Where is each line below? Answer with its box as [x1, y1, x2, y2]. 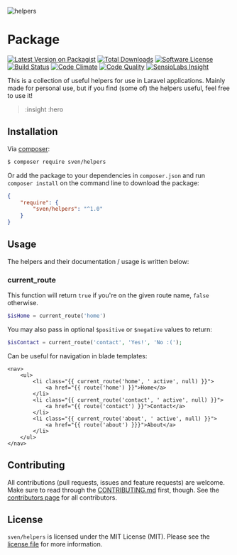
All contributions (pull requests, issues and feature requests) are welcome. [7, 478, 225, 486]
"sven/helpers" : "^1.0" [33, 206, 103, 213]
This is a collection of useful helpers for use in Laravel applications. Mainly [7, 76, 226, 84]
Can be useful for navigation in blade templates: [7, 351, 148, 360]
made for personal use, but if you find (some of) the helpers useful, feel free [7, 84, 231, 92]
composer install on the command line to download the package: [7, 178, 200, 187]
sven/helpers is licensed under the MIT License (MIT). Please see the [7, 532, 211, 541]
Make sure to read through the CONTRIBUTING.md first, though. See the [7, 485, 220, 494]
